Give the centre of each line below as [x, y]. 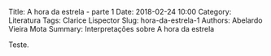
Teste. [19, 45]
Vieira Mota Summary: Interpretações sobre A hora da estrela [111, 29]
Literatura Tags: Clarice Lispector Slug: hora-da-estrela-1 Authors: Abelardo [135, 20]
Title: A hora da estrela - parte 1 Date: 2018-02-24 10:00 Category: [120, 12]
